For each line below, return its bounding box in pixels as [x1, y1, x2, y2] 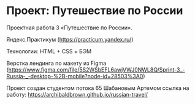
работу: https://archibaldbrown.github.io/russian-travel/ [6, 91, 148, 98]
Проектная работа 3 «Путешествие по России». [6, 24, 133, 31]
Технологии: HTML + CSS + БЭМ [6, 47, 92, 55]
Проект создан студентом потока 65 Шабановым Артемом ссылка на [6, 84, 189, 92]
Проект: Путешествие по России [6, 4, 183, 18]
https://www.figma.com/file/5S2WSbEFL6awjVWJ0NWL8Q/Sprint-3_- [8, 65, 185, 73]
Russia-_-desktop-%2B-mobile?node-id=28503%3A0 [6, 72, 143, 80]
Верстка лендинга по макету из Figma [6, 59, 107, 67]
